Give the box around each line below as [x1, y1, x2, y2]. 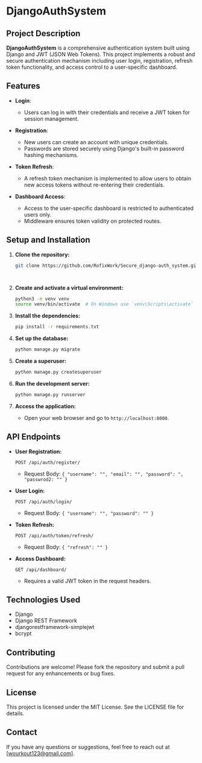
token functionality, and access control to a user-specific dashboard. [6, 63, 178, 71]
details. [6, 710, 25, 717]
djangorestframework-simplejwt [14, 624, 95, 631]
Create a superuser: [14, 357, 66, 365]
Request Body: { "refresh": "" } [24, 543, 109, 551]
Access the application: [14, 403, 77, 410]
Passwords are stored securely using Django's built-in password [24, 145, 185, 152]
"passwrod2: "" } [24, 476, 68, 482]
